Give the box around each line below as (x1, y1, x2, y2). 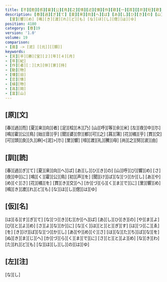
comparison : (5, 40, 30, 45)
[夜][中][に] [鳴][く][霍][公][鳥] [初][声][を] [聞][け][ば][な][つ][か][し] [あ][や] (5, 174, 161, 180)
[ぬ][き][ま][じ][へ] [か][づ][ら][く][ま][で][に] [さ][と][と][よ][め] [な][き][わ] (5, 235, 160, 241)
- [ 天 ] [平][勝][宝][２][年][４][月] (5, 53, 76, 59)
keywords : (5, 49, 26, 54)
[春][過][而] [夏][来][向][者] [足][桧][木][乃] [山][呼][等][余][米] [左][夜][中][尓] (5, 125, 161, 131)
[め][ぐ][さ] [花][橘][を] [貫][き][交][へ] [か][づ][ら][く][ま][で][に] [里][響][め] (5, 180, 161, 186)
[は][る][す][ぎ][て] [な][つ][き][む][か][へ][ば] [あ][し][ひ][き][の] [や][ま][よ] (5, 216, 160, 222)
